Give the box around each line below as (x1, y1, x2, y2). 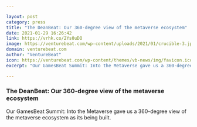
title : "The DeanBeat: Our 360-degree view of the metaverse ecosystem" (6, 25, 188, 30)
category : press (6, 19, 46, 25)
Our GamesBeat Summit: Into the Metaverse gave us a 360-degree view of (6, 108, 186, 115)
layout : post (6, 13, 38, 19)
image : (6, 41, 22, 47)
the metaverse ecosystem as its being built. (6, 114, 111, 121)
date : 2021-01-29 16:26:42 (6, 30, 72, 36)
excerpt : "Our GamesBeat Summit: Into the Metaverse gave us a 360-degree (6, 63, 193, 68)
